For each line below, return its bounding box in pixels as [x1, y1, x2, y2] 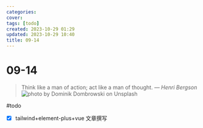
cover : [6, 15, 23, 21]
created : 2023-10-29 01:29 [6, 26, 75, 32]
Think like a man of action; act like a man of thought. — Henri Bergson [21, 84, 198, 91]
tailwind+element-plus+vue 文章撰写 [15, 114, 108, 122]
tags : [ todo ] [6, 20, 40, 26]
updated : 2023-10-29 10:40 [6, 32, 75, 38]
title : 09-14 [6, 37, 40, 43]
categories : [6, 9, 37, 15]
